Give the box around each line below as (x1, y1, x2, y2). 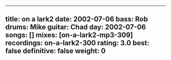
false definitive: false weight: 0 (5, 47, 106, 55)
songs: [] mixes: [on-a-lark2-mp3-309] (5, 31, 133, 40)
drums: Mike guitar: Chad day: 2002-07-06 (5, 23, 146, 32)
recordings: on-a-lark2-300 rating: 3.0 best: (5, 39, 150, 47)
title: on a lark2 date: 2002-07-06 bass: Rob (5, 15, 148, 23)
